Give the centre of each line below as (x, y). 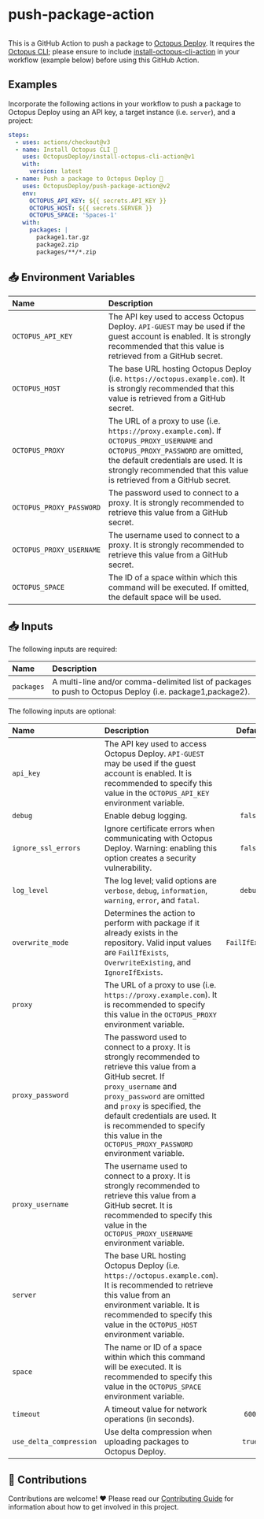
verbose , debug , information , (156, 891)
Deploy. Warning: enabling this (161, 848)
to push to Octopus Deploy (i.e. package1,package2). (151, 692)
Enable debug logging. (146, 816)
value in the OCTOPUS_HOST (151, 1324)
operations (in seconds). (149, 1419)
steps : (19, 135)
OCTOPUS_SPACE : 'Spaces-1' (73, 215)
